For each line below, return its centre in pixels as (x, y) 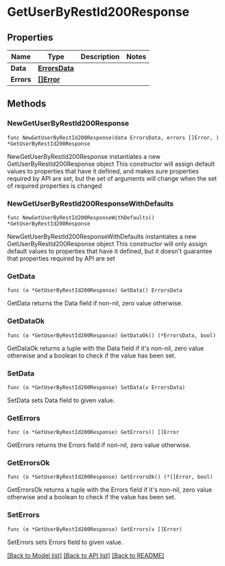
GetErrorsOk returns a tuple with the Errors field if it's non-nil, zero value (110, 490)
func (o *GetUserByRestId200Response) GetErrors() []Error (93, 433)
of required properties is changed (55, 186)
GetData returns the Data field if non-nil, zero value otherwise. (95, 303)
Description (100, 57)
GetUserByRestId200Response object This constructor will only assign (107, 243)
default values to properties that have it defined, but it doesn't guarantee (110, 251)
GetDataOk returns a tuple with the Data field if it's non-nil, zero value (106, 348)
